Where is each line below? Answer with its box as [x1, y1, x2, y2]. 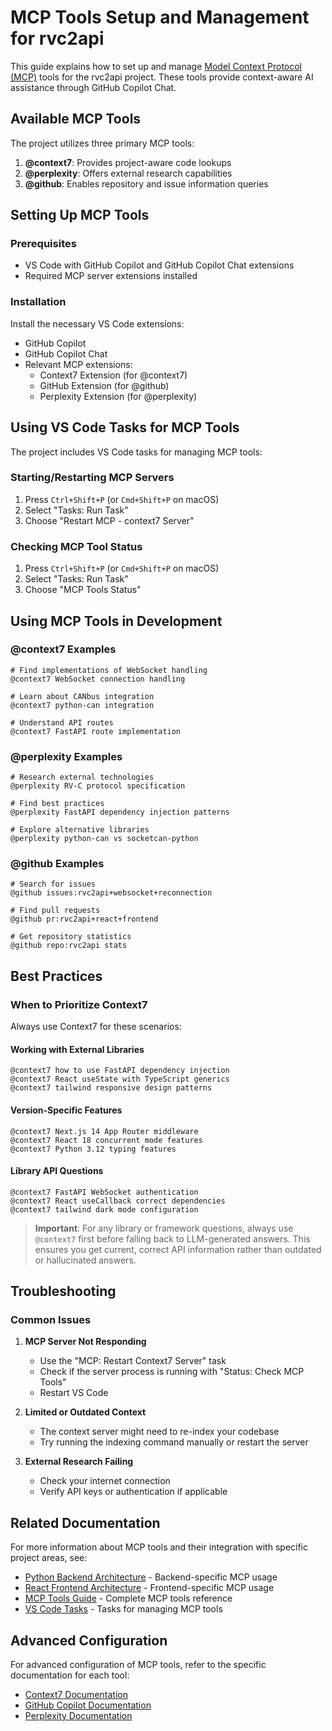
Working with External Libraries [10, 1043, 145, 1055]
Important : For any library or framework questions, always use [34, 1222, 294, 1234]
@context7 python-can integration [10, 700, 155, 710]
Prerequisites [10, 237, 77, 251]
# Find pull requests [10, 906, 101, 916]
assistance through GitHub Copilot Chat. [10, 81, 177, 93]
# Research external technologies [10, 772, 155, 783]
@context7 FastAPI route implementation [10, 726, 182, 736]
